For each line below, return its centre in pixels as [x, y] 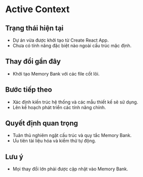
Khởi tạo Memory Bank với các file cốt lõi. [56, 74]
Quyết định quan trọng [42, 123]
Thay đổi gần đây [33, 62]
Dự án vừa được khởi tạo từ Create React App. [61, 40]
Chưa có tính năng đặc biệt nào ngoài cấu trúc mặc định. [72, 46]
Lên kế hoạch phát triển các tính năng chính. [59, 107]
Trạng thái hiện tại [34, 28]
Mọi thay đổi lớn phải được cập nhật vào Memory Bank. [70, 169]
